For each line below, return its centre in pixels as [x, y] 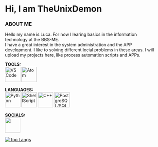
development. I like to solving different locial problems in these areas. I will [79, 50]
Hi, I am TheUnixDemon [53, 9]
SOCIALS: [15, 115]
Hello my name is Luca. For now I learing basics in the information [71, 34]
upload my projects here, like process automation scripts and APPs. [73, 55]
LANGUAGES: [19, 90]
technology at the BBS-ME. [32, 40]
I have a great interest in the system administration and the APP [69, 45]
